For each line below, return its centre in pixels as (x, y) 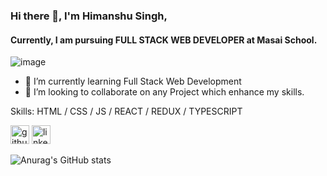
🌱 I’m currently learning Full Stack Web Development (133, 81)
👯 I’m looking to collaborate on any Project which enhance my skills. (164, 92)
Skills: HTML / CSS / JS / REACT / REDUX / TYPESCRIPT (126, 111)
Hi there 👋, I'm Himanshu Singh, (89, 16)
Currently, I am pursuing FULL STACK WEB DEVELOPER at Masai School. (164, 40)
